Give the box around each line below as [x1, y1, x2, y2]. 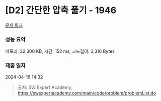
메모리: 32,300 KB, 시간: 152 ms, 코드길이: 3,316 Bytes [5, 48, 115, 54]
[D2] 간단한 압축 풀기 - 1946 [5, 5, 117, 16]
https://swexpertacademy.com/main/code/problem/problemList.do [17, 90, 156, 96]
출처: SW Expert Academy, [17, 84, 72, 90]
